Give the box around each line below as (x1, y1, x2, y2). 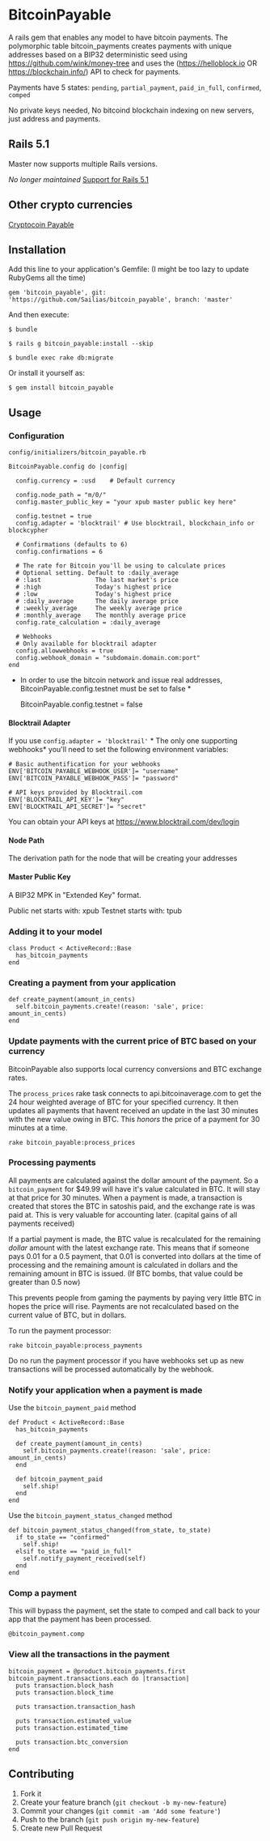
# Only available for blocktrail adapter (15, 640, 158, 648)
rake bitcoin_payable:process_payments (8, 1341, 143, 1350)
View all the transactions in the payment (8, 1649, 170, 1660)
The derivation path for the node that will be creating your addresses (8, 853, 238, 863)
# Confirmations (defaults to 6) (15, 541, 129, 549)
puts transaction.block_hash (15, 1682, 114, 1690)
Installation (8, 243, 66, 257)
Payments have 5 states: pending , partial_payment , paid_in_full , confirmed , (8, 83, 262, 92)
